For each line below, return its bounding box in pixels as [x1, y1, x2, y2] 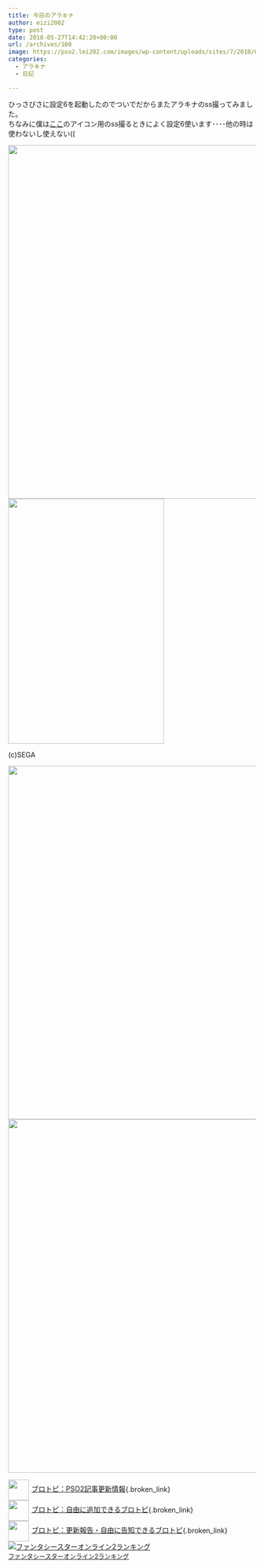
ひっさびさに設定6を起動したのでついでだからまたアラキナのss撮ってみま [8, 99, 247, 108]
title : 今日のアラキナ [8, 11, 75, 20]
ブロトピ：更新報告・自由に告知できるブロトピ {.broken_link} [31, 1526, 228, 1535]
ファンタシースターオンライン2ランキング [8, 1552, 130, 1560]
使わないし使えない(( [8, 129, 76, 138]
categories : [8, 56, 47, 64]
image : [8, 48, 30, 56]
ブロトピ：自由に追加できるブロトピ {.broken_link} [31, 1505, 194, 1515]
